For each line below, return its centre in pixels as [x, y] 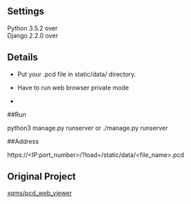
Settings [26, 11]
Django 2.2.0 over [33, 35]
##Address [23, 141]
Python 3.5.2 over [33, 28]
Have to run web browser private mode [73, 87]
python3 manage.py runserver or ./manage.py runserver [88, 128]
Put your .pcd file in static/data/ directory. [76, 74]
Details [22, 57]
